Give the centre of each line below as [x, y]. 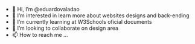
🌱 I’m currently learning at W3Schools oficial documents [82, 22]
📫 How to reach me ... [40, 35]
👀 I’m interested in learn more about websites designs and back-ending [101, 15]
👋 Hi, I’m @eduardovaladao [46, 9]
